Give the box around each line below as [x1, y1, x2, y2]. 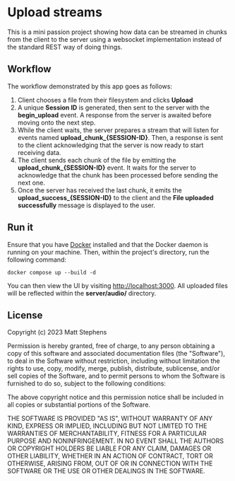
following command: [7, 255, 67, 264]
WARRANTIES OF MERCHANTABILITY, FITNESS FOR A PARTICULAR [7, 429, 207, 438]
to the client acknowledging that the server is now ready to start [17, 141, 204, 149]
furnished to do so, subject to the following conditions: [7, 379, 166, 388]
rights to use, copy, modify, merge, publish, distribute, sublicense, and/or [7, 364, 220, 373]
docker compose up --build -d [7, 269, 97, 276]
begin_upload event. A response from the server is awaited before [17, 110, 212, 119]
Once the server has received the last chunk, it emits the [17, 185, 182, 195]
